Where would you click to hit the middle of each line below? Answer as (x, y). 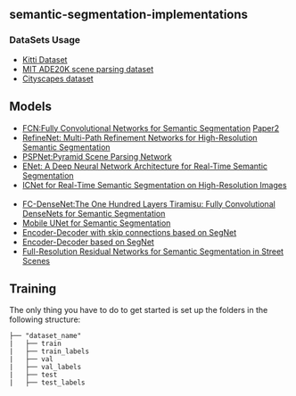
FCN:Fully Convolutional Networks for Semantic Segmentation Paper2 (151, 128)
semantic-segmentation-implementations (128, 15)
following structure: (45, 319)
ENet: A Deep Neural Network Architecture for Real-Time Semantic (145, 166)
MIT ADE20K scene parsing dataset (88, 69)
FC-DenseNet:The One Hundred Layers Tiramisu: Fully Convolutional (149, 203)
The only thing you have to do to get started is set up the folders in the (139, 310)
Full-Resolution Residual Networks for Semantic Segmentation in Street (152, 251)
